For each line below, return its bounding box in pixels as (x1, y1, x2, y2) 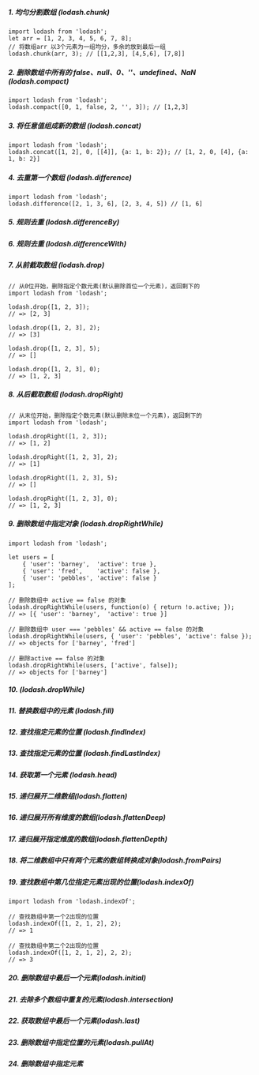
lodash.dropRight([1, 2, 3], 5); (8, 474, 118, 482)
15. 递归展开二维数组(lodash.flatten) (8, 791, 128, 801)
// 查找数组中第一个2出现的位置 (8, 912, 99, 920)
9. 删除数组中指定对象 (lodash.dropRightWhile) (8, 519, 163, 528)
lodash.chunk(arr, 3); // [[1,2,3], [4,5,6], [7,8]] (8, 50, 186, 58)
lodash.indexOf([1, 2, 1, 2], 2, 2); (8, 949, 133, 957)
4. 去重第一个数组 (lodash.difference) (8, 172, 132, 182)
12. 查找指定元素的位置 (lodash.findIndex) (8, 727, 146, 736)
